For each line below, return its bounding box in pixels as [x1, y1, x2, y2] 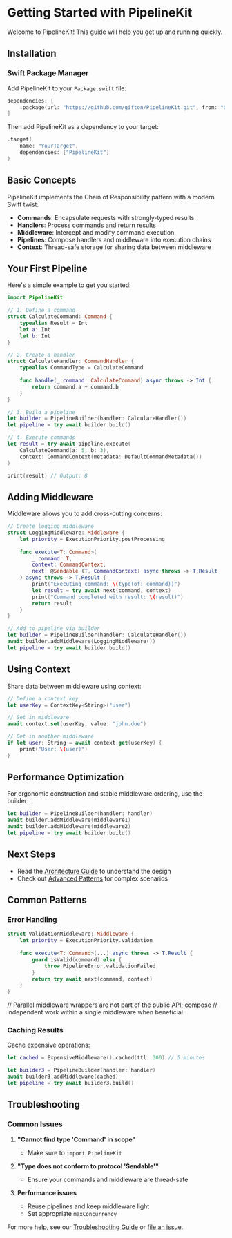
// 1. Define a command [7, 307, 76, 314]
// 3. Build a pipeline [7, 409, 76, 415]
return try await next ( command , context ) [32, 975, 153, 983]
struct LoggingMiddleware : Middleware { [7, 529, 126, 536]
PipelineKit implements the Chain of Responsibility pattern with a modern [7, 193, 215, 201]
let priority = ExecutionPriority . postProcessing [19, 536, 166, 542]
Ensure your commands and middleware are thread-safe [27, 1175, 188, 1183]
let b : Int [19, 333, 51, 340]
